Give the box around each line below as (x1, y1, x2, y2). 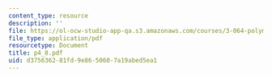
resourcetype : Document (8, 42, 89, 50)
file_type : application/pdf (8, 34, 104, 43)
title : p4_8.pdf (8, 49, 63, 57)
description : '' (8, 19, 63, 27)
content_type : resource (8, 11, 89, 20)
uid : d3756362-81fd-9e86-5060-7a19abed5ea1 (8, 57, 158, 65)
